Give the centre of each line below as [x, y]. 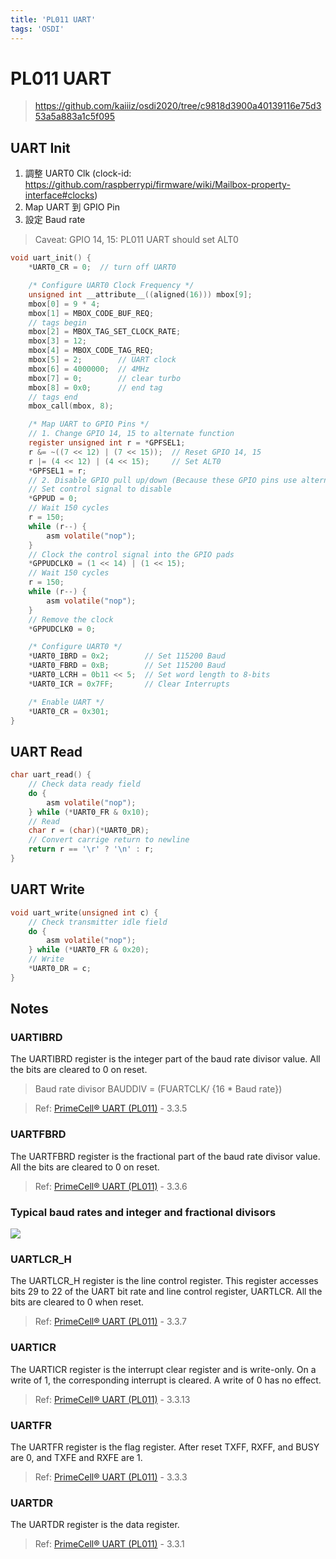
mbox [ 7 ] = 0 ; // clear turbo [105, 378]
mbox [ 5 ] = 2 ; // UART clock [102, 360]
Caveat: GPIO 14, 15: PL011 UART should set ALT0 [136, 240]
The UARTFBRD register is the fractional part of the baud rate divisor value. [165, 1156]
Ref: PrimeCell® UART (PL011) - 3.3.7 [111, 1322]
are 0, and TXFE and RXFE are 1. [76, 1457]
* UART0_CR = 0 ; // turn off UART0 [102, 267]
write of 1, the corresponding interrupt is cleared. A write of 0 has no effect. [166, 1380]
